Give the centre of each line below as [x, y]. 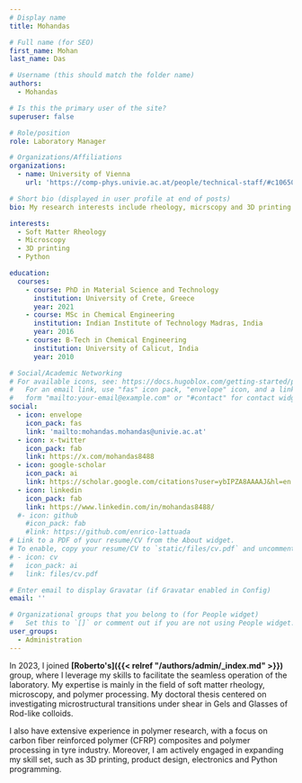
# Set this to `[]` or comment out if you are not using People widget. [152, 623]
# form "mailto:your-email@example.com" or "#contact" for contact [142, 398]
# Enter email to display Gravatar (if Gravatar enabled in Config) [140, 590]
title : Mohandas [40, 26]
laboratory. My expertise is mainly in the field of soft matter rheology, [137, 684]
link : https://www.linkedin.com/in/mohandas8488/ [120, 507]
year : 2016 [53, 332]
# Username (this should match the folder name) [102, 76]
